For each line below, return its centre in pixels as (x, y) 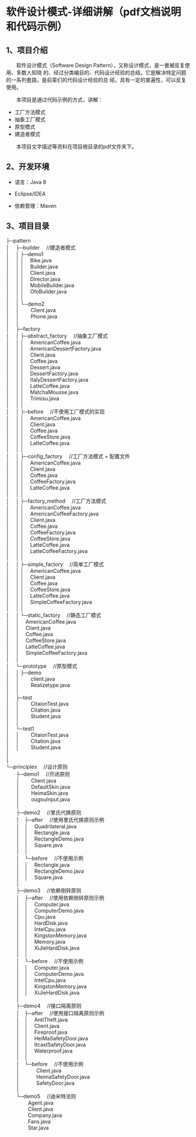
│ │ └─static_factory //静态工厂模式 (54, 615)
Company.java (45, 1115)
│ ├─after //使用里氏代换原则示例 (61, 820)
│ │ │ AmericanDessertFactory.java (54, 349)
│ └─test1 (20, 728)
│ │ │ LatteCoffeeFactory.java (47, 551)
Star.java (38, 1128)
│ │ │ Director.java (33, 279)
